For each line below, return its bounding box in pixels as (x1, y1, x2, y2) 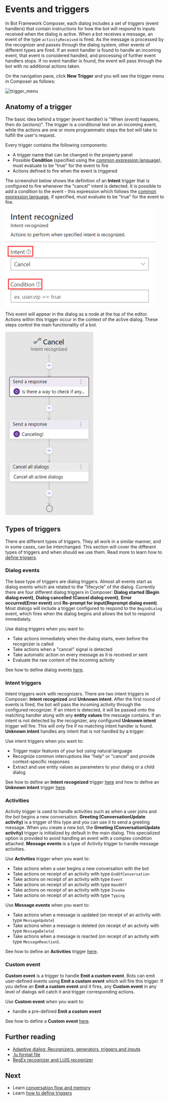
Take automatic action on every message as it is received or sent (12, 651, 148, 657)
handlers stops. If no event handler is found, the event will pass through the (5, 58, 162, 64)
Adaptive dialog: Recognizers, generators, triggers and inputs (12, 1046, 141, 1052)
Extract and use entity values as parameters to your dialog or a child (12, 764, 155, 770)
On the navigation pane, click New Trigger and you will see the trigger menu (5, 73, 164, 79)
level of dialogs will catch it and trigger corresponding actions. (5, 988, 135, 995)
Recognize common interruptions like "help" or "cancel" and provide (12, 753, 155, 759)
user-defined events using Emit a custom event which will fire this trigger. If (5, 978, 163, 984)
